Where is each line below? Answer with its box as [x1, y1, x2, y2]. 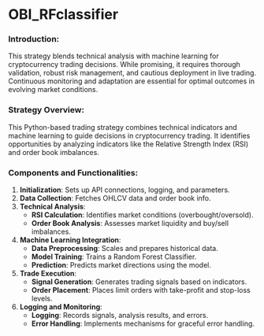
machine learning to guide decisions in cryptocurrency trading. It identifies [8, 131, 251, 140]
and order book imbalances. [8, 147, 100, 157]
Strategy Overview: [8, 105, 85, 116]
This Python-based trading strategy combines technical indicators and [8, 122, 238, 131]
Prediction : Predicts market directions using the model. [31, 260, 211, 270]
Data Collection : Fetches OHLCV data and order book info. [19, 194, 211, 203]
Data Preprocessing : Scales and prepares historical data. [31, 244, 218, 253]
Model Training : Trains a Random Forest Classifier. [31, 252, 197, 261]
